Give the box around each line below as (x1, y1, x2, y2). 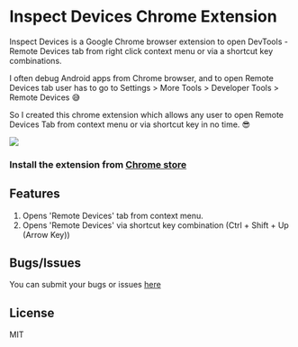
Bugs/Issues (9, 255, 81, 271)
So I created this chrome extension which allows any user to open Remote (9, 109, 284, 120)
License (9, 305, 55, 321)
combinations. (9, 55, 62, 66)
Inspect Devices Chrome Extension (9, 6, 277, 27)
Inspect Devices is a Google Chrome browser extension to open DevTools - (9, 36, 288, 47)
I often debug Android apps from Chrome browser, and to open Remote (9, 72, 275, 83)
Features (9, 187, 60, 202)
